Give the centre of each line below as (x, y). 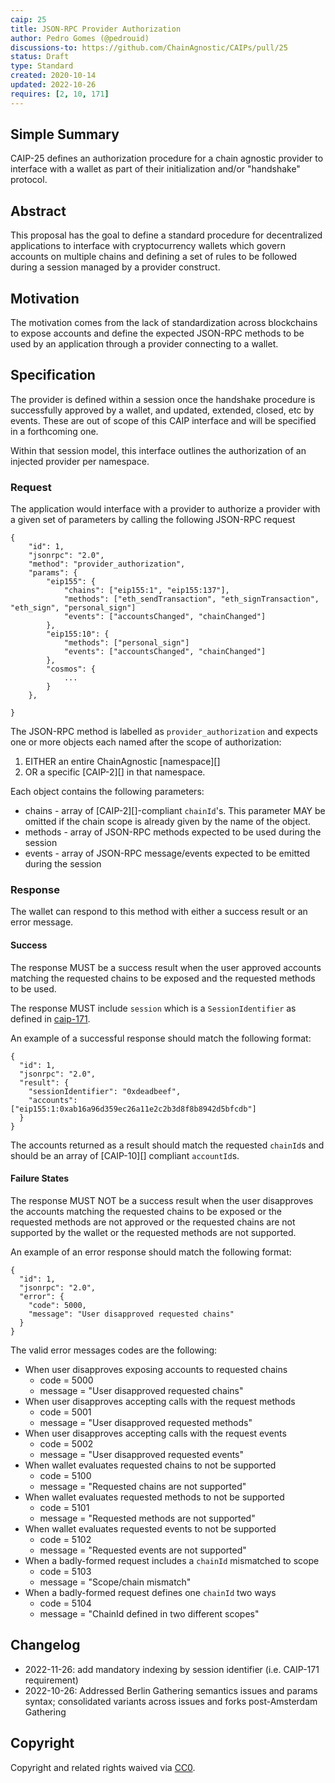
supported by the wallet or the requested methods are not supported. (153, 1232)
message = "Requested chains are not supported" (143, 1486)
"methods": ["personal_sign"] (126, 643)
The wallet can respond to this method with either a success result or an (159, 912)
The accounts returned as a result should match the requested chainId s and (167, 1145)
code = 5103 (65, 1571)
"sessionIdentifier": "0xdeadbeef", (105, 1091)
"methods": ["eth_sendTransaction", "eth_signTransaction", (191, 599)
